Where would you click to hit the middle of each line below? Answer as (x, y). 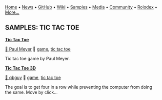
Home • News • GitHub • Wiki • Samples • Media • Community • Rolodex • (81, 7)
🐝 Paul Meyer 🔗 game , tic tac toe (38, 49)
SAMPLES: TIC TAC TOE (42, 28)
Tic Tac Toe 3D (20, 68)
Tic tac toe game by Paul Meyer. (37, 58)
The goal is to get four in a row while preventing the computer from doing (79, 87)
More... (12, 12)
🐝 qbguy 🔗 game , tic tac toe (33, 77)
